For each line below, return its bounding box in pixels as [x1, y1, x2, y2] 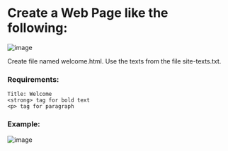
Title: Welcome [7, 90, 52, 98]
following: [7, 20, 68, 36]
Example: [7, 119, 40, 129]
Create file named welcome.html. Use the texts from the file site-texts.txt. [7, 56, 222, 65]
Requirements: [7, 74, 59, 84]
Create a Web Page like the [7, 5, 169, 21]
